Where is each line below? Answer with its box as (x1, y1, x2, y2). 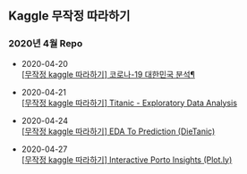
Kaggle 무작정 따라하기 (8, 8, 131, 24)
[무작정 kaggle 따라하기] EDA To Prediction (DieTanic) (21, 126, 216, 137)
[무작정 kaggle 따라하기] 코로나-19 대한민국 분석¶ (21, 69, 196, 79)
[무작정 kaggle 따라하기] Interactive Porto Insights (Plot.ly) (21, 154, 233, 165)
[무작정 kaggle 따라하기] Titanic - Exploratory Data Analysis (21, 97, 238, 108)
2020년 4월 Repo (8, 37, 83, 50)
